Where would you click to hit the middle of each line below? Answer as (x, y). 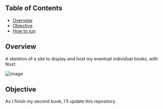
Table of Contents (34, 8)
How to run (24, 31)
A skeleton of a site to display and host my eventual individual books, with (82, 58)
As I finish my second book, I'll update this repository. (61, 101)
